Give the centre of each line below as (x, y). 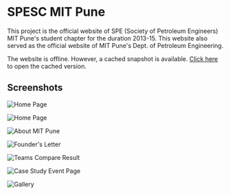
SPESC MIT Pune (56, 12)
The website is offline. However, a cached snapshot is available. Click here (113, 58)
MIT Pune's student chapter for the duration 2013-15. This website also (107, 38)
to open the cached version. (47, 66)
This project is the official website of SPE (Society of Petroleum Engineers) (113, 31)
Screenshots (35, 88)
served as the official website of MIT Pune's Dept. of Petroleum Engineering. (115, 45)
